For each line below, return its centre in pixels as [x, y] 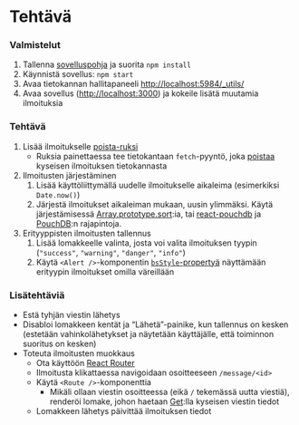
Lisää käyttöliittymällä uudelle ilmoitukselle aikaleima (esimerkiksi [158, 185]
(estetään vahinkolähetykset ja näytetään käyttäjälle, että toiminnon [148, 334]
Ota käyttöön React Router [86, 363]
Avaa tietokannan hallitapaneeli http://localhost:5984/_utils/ [133, 84]
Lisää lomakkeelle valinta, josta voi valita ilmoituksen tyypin [147, 243]
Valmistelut [35, 45]
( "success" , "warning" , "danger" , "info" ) [111, 252]
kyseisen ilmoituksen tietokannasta [101, 166]
